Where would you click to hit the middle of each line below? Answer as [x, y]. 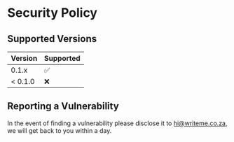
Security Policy [53, 13]
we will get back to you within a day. [60, 130]
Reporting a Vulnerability [63, 106]
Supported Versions [52, 39]
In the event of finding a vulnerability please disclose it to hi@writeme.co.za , [117, 123]
